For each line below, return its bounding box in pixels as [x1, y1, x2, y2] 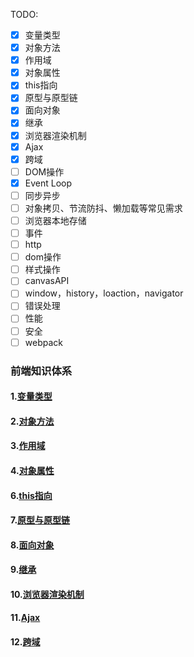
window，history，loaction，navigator [24, 287, 184, 299]
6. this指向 [10, 489, 53, 501]
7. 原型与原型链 [10, 514, 71, 526]
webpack [24, 336, 63, 348]
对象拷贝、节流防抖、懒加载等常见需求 [24, 202, 183, 214]
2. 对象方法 [10, 415, 55, 427]
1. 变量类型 [10, 390, 53, 403]
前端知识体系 [10, 364, 73, 378]
